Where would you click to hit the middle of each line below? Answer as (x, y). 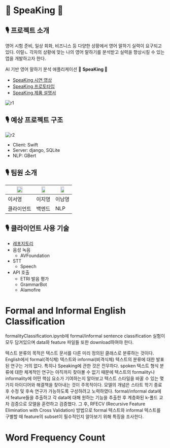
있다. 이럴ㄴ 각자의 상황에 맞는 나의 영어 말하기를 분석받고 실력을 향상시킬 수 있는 (85, 52)
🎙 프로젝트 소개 (27, 30)
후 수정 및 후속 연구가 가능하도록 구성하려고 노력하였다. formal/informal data (81, 391)
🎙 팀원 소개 (21, 173)
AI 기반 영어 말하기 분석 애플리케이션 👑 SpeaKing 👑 (57, 69)
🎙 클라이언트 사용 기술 (37, 228)
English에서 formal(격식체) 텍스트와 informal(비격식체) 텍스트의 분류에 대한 (80, 360)
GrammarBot (33, 284)
